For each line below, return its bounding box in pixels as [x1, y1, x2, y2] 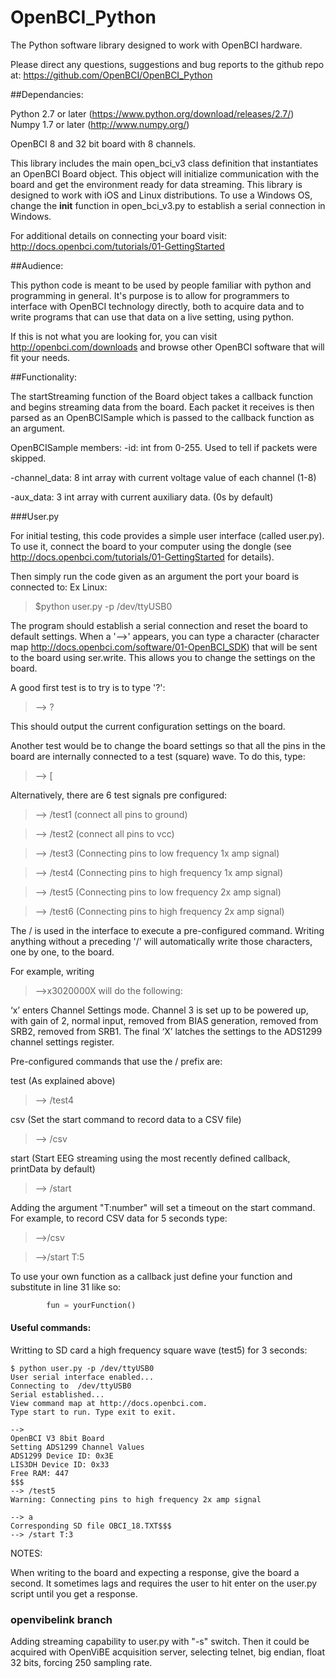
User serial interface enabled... [10, 1372, 155, 1383]
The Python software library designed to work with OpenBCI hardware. [10, 39, 303, 51]
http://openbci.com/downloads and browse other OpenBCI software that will [10, 341, 325, 353]
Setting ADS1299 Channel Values [10, 1442, 145, 1453]
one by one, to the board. [10, 946, 115, 958]
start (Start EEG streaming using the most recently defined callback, [10, 1152, 291, 1164]
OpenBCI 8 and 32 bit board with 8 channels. [10, 137, 197, 150]
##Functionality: [10, 371, 78, 383]
